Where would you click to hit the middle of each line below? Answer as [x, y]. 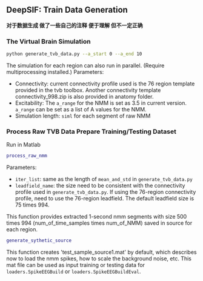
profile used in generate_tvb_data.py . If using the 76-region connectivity [105, 192]
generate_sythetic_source [39, 241]
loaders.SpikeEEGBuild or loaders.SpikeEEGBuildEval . [74, 271]
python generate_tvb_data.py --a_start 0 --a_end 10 [74, 54]
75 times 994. [32, 205]
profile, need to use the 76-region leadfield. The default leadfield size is [105, 199]
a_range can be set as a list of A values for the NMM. [81, 109]
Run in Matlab [24, 145]
